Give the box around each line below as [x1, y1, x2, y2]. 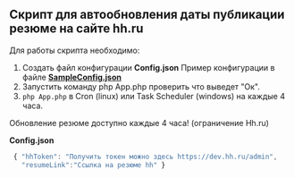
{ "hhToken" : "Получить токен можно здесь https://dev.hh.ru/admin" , [13, 152, 278, 161]
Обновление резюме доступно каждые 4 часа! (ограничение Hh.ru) [9, 117, 270, 128]
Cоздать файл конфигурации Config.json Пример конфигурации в [21, 62, 275, 72]
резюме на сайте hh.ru [9, 21, 144, 37]
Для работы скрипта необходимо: [9, 45, 140, 55]
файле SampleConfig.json [21, 72, 122, 82]
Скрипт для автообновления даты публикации [9, 7, 285, 22]
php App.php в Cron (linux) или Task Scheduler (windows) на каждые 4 [21, 90, 286, 101]
